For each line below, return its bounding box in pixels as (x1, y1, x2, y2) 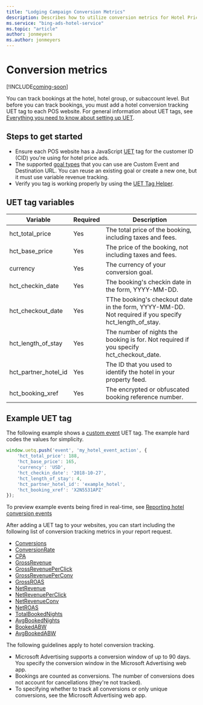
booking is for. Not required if (105, 335, 189, 344)
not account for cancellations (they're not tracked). (14, 679, 142, 686)
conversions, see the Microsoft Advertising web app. (14, 692, 147, 699)
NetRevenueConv (14, 597, 59, 605)
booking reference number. (105, 393, 184, 401)
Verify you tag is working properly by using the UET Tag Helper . (14, 180, 174, 187)
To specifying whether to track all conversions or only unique (14, 685, 168, 693)
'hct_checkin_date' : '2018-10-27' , (17, 470, 107, 476)
